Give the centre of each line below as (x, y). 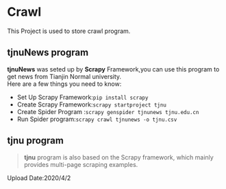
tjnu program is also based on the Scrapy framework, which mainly (118, 157)
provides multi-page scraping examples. (81, 164)
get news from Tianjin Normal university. (64, 76)
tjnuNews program (48, 53)
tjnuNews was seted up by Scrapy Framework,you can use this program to (113, 69)
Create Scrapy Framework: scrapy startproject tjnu (91, 104)
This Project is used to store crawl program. (69, 31)
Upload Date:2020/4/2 (39, 178)
